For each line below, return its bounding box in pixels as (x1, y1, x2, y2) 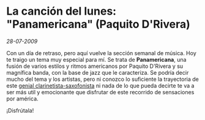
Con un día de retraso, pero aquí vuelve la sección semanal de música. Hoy (6, 49, 197, 56)
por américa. (6, 95, 39, 102)
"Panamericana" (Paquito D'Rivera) (6, 17, 191, 31)
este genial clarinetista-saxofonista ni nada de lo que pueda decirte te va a (6, 81, 195, 89)
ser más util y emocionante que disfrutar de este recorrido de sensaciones (6, 88, 195, 96)
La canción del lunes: (6, 4, 117, 18)
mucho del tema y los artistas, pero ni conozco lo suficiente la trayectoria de (6, 75, 199, 83)
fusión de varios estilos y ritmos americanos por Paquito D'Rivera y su (6, 62, 184, 70)
